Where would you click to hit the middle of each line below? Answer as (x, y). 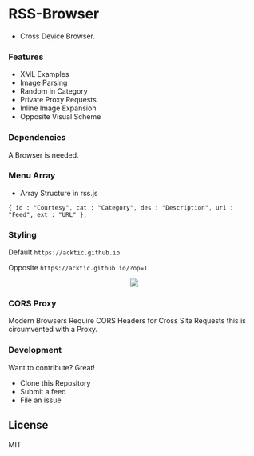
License (28, 425)
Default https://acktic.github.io (64, 252)
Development (35, 350)
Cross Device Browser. (58, 36)
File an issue (40, 400)
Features (26, 57)
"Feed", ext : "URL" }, (48, 214)
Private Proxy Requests (58, 100)
